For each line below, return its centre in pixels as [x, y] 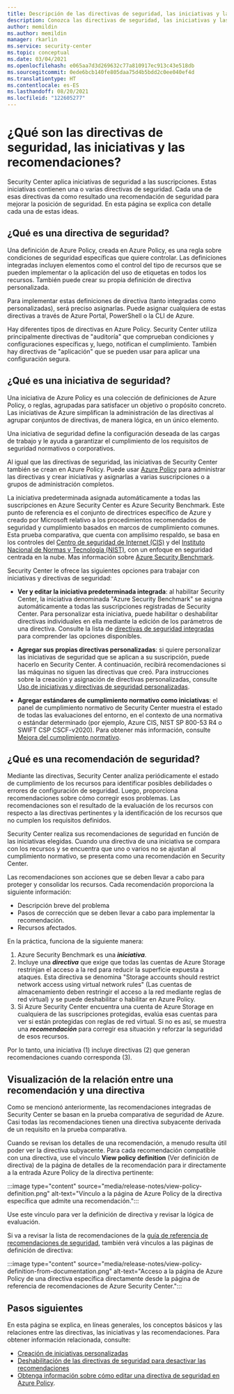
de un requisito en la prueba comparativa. [67, 1129]
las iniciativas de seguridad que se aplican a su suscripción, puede [113, 656]
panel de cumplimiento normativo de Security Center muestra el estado [120, 707]
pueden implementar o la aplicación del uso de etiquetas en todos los [107, 272]
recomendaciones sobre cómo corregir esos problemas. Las [94, 798]
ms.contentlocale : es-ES [43, 85]
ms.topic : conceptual [39, 53]
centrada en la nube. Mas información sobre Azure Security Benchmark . [111, 557]
